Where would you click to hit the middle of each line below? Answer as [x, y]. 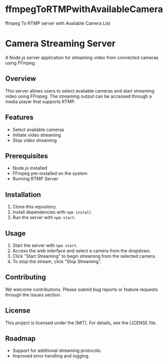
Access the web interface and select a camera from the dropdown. [82, 251]
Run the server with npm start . [44, 217]
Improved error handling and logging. [51, 356]
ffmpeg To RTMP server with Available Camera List [58, 23]
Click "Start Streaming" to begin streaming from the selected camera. [84, 256]
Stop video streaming [35, 140]
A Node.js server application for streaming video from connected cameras [82, 57]
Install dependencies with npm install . [52, 212]
